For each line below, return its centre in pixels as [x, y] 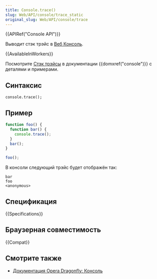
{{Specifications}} [24, 213]
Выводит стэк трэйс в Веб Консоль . [44, 44]
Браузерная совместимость [53, 230]
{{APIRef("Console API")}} [33, 34]
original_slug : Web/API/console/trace [47, 19]
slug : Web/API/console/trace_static [44, 15]
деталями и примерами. [32, 69]
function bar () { [28, 129]
